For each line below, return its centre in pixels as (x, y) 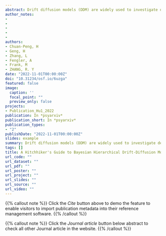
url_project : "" (22, 175)
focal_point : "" (26, 97)
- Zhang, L (16, 56)
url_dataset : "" (22, 161)
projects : (15, 106)
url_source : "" (21, 185)
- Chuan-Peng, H (22, 47)
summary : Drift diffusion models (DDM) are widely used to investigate (80, 143)
